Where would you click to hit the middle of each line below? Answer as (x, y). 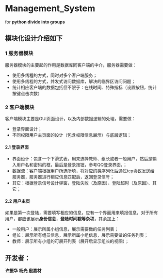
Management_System (50, 8)
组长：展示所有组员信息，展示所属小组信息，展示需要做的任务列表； (80, 235)
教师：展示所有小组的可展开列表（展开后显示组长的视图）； (71, 241)
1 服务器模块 (19, 53)
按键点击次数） (27, 93)
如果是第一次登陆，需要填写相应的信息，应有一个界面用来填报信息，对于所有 (81, 213)
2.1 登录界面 (17, 147)
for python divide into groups (35, 22)
